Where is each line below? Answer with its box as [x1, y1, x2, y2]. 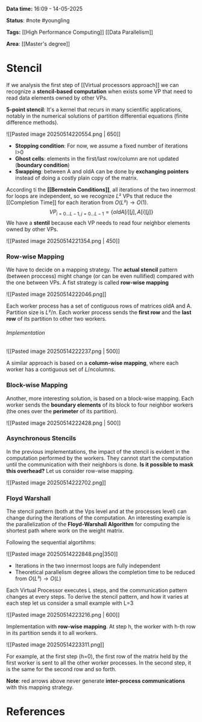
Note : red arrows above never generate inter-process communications [6, 677, 185, 685]
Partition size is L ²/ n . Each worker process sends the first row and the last [6, 309, 192, 316]
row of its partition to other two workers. [6, 315, 107, 323]
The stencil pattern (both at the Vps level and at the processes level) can [6, 508, 187, 515]
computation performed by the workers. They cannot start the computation [6, 454, 193, 462]
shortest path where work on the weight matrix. [6, 527, 125, 534]
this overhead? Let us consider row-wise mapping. [6, 467, 134, 474]
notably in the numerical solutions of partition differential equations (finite [6, 112, 189, 120]
